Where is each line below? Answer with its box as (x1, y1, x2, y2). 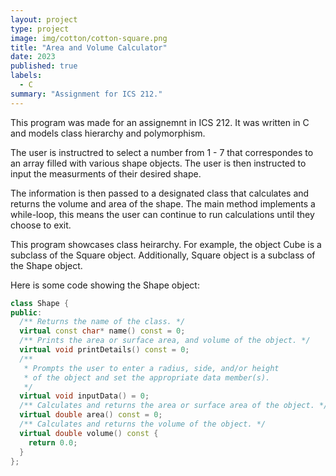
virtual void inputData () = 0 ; (19, 391, 150, 401)
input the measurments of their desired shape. (10, 167, 202, 180)
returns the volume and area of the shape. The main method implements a (10, 197, 316, 210)
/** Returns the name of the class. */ (19, 317, 186, 327)
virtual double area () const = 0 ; (19, 410, 163, 420)
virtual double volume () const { (19, 428, 159, 438)
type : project (10, 24, 70, 34)
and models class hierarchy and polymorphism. (10, 127, 206, 139)
